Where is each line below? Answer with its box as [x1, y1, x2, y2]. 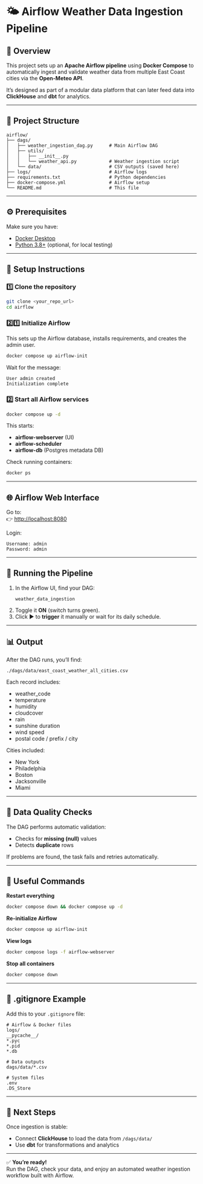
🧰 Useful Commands [6, 876, 85, 886]
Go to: [6, 509, 22, 516]
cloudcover [14, 709, 43, 716]
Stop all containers [6, 960, 55, 967]
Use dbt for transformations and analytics [14, 1141, 120, 1148]
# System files [6, 1075, 45, 1081]
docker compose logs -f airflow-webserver [6, 949, 115, 955]
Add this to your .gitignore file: [6, 1010, 86, 1017]
